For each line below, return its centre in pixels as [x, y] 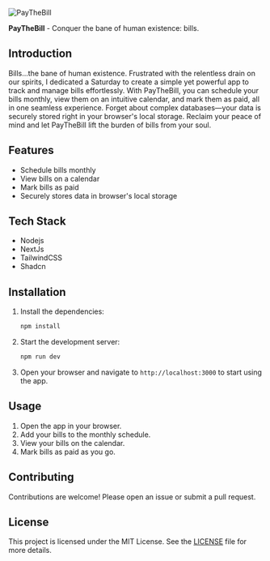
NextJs [32, 249]
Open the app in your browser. [71, 426]
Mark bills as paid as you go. [67, 452]
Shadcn [33, 267]
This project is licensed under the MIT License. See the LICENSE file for [128, 542]
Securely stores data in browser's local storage [99, 195]
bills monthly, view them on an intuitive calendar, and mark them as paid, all [134, 99]
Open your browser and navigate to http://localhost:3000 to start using [141, 372]
